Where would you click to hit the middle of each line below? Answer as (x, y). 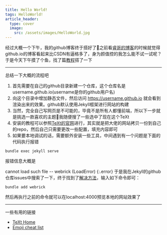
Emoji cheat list (28, 227)
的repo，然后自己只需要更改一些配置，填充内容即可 (65, 129)
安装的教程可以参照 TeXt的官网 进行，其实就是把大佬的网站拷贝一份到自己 (87, 123)
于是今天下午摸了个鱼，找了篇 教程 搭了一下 (49, 60)
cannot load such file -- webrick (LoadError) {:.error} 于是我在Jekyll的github (83, 171)
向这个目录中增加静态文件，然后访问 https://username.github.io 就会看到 (86, 98)
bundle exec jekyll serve (32, 151)
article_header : (22, 19)
